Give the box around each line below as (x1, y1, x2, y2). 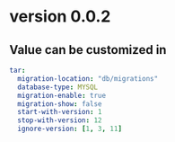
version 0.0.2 (9, 6, 111, 27)
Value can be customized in (9, 42, 167, 58)
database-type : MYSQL (17, 83, 99, 92)
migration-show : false (17, 99, 102, 109)
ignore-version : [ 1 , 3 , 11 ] (17, 124, 123, 134)
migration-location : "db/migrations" (17, 74, 159, 83)
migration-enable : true (17, 91, 106, 100)
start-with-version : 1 (17, 108, 102, 117)
